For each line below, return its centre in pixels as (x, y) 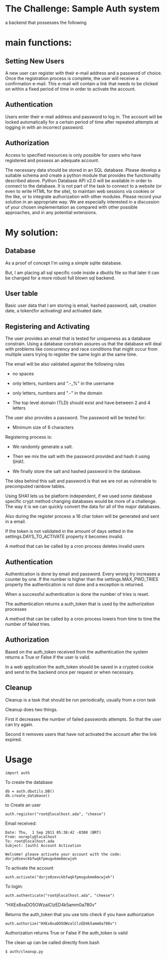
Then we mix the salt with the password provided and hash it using (81, 457)
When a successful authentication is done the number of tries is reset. (77, 594)
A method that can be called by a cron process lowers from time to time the (83, 619)
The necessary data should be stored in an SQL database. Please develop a (83, 170)
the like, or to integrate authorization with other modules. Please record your (83, 196)
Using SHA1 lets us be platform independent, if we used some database (79, 496)
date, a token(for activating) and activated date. (54, 311)
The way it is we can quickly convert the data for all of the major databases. (83, 506)
